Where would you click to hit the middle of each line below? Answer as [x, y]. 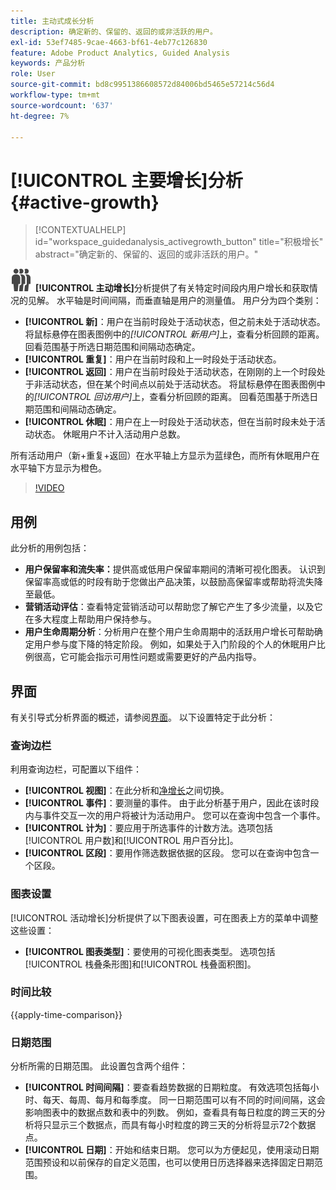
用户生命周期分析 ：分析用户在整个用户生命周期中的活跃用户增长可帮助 [169, 632]
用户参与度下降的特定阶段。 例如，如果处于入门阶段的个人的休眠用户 [175, 644]
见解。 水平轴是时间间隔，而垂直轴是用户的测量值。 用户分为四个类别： [174, 301]
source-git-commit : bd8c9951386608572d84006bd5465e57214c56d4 [142, 85]
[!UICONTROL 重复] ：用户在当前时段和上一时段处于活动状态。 [153, 359]
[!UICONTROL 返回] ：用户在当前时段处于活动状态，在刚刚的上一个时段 [170, 372]
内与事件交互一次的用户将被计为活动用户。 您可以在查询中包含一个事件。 [175, 816]
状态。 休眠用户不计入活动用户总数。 [109, 434]
